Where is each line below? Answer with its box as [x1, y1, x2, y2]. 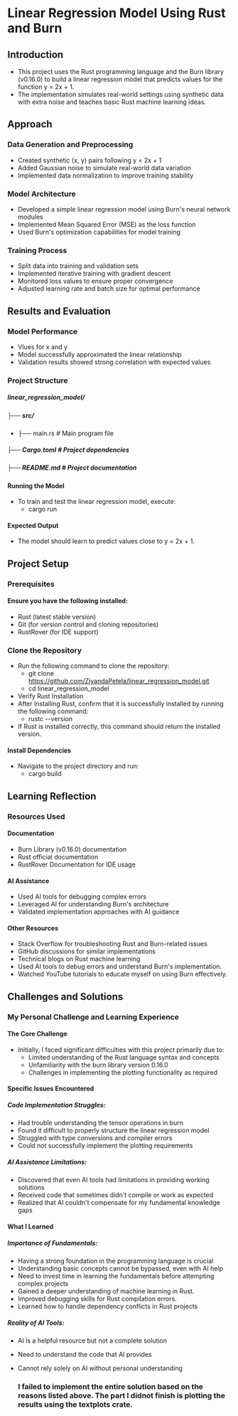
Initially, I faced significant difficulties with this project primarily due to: [17, 1045, 225, 1054]
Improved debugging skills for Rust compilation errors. [17, 1294, 178, 1303]
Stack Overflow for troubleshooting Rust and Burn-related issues [17, 939, 208, 949]
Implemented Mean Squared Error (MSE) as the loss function [17, 219, 196, 229]
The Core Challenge [7, 1030, 67, 1038]
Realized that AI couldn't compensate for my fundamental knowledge [17, 1199, 220, 1207]
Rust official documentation [17, 852, 99, 861]
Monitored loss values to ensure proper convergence [17, 277, 173, 286]
